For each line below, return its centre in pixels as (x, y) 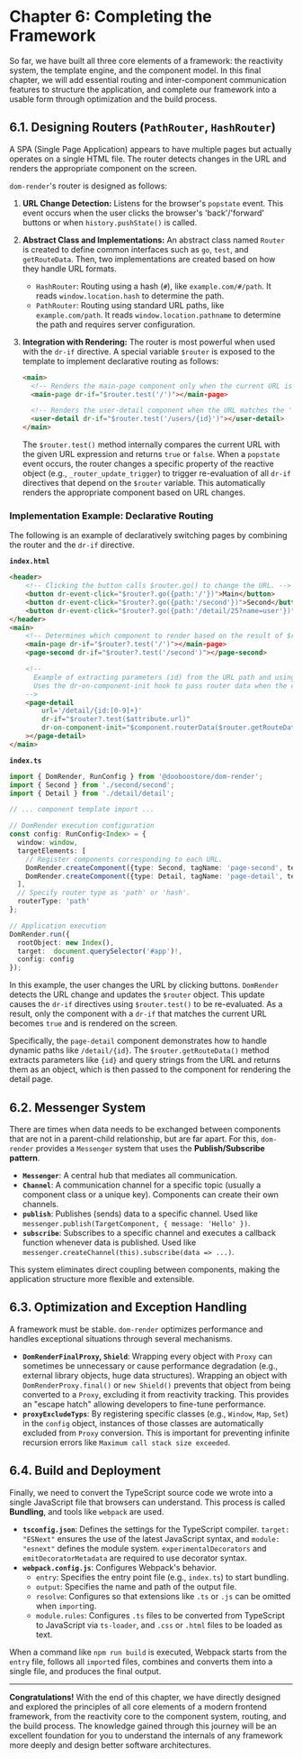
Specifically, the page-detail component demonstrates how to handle (138, 1041)
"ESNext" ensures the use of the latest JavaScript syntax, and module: (151, 1538)
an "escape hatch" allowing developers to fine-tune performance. (144, 1404)
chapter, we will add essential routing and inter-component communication (148, 79)
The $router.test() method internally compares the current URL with (151, 444)
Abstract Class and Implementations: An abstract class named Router (154, 240)
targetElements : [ (52, 851)
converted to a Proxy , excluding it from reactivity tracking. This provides (155, 1394)
